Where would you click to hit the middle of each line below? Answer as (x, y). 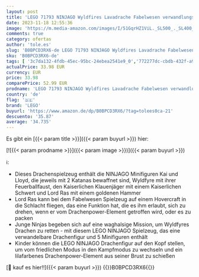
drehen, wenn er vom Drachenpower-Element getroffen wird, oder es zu (103, 212)
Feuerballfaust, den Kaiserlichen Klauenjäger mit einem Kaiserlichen (98, 187)
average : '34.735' (29, 122)
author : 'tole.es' (29, 45)
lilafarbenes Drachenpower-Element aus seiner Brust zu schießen (95, 256)
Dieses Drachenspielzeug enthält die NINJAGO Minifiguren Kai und (97, 174)
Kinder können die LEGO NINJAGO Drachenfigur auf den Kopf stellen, (100, 243)
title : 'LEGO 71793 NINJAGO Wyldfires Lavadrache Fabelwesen (83, 17)
